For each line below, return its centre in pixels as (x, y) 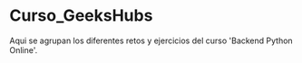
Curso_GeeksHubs (81, 16)
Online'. (24, 49)
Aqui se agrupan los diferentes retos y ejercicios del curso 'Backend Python (151, 40)
